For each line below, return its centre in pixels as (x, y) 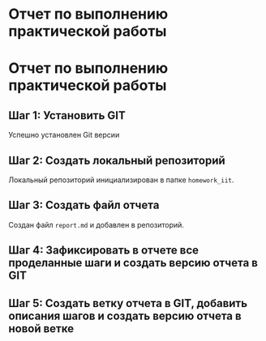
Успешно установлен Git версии (64, 135)
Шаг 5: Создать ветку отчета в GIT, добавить (128, 303)
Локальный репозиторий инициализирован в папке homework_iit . (121, 180)
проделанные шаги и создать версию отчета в (133, 263)
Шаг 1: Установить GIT (67, 115)
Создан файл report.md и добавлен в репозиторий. (97, 224)
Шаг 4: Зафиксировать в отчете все (104, 251)
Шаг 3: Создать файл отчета (84, 205)
